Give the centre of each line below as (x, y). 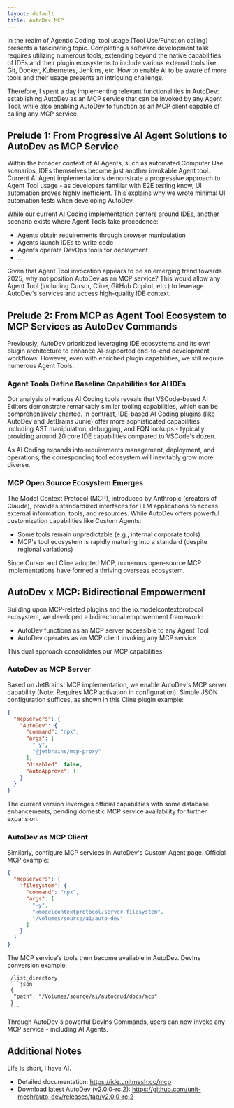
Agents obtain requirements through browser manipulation (102, 235)
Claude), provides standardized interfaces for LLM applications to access (113, 506)
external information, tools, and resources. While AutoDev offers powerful (114, 513)
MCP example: (28, 860)
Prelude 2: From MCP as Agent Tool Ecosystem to (117, 315)
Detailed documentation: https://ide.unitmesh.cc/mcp (94, 1081)
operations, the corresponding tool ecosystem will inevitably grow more (110, 457)
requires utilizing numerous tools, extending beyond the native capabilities (114, 55)
